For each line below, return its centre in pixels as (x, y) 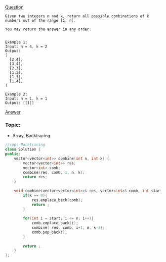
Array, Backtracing (31, 136)
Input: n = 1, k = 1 (26, 99)
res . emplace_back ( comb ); (57, 200)
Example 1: (16, 42)
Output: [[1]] (20, 103)
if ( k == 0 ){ (35, 195)
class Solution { (23, 150)
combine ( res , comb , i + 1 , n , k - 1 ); (68, 228)
